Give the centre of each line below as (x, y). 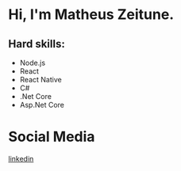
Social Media (52, 137)
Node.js (33, 63)
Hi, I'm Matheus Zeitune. (91, 15)
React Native (40, 80)
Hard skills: (37, 44)
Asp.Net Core (42, 105)
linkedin (21, 158)
